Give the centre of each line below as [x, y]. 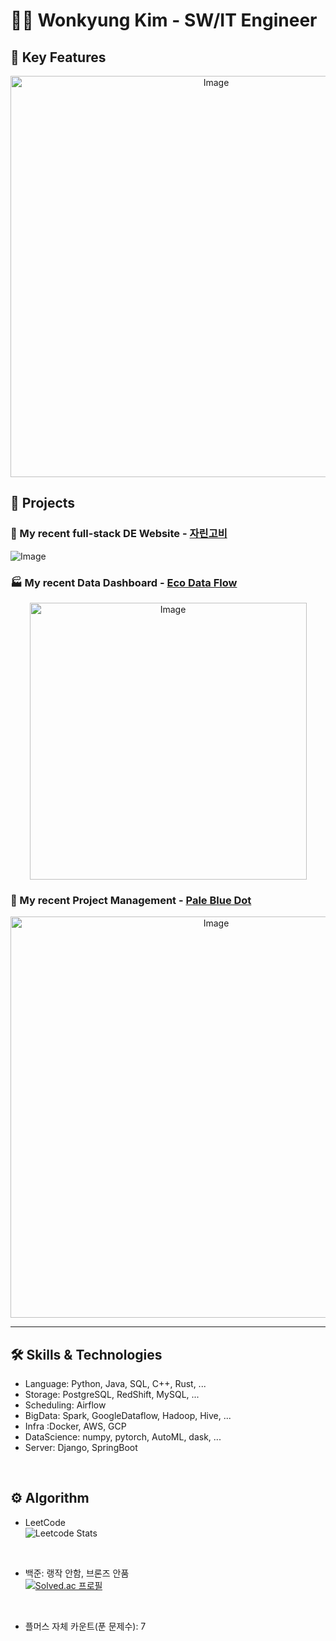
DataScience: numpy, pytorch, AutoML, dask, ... [123, 1437]
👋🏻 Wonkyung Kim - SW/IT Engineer [164, 20]
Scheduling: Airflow [65, 1405]
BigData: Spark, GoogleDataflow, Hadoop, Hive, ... [128, 1416]
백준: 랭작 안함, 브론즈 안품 [77, 1573]
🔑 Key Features [58, 57]
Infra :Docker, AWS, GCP [75, 1426]
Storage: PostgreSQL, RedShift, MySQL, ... [112, 1395]
